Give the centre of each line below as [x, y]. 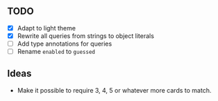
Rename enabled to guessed [56, 52]
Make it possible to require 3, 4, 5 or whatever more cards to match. [114, 90]
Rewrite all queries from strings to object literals [86, 36]
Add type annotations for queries [65, 44]
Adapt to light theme [47, 28]
